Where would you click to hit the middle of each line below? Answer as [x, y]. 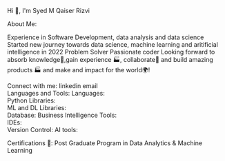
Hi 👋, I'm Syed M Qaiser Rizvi [48, 11]
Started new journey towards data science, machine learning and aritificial [113, 44]
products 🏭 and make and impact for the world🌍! [79, 70]
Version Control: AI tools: [42, 130]
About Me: [22, 24]
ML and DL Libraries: [37, 108]
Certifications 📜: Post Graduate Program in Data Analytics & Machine [105, 143]
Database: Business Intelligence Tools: [62, 115]
